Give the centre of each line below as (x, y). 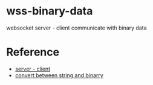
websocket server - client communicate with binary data (76, 28)
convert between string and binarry (59, 75)
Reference (33, 52)
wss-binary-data (50, 11)
